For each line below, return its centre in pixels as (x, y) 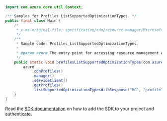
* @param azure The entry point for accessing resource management (87, 53)
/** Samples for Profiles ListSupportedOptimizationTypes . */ (71, 16)
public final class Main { (33, 21)
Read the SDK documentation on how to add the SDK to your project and (80, 109)
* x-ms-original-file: (40, 30)
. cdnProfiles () (47, 71)
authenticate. (19, 114)
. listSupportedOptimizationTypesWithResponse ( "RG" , (86, 90)
